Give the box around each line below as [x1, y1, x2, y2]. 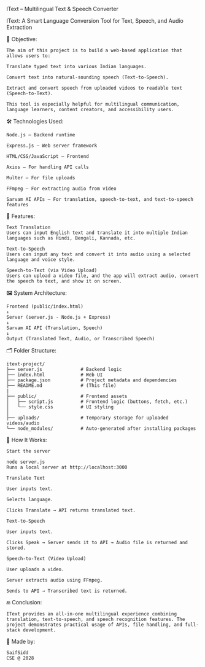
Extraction [6, 24, 33, 31]
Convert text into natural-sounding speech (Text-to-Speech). [6, 74, 169, 80]
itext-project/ [6, 361, 45, 367]
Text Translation [6, 224, 51, 230]
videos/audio [6, 420, 40, 426]
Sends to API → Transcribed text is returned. [6, 588, 128, 594]
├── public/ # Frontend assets [6, 393, 128, 399]
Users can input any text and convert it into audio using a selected [6, 251, 191, 257]
